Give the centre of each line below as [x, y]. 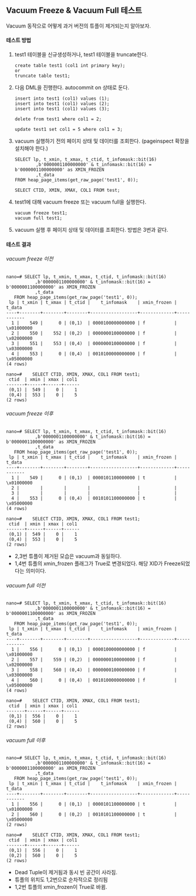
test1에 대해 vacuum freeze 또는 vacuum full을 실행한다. [80, 202]
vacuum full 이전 [26, 585]
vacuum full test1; [38, 218]
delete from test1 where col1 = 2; [58, 119]
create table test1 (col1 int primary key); [70, 66]
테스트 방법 [18, 40]
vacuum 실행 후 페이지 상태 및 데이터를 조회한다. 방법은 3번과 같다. [91, 230]
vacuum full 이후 [26, 740]
